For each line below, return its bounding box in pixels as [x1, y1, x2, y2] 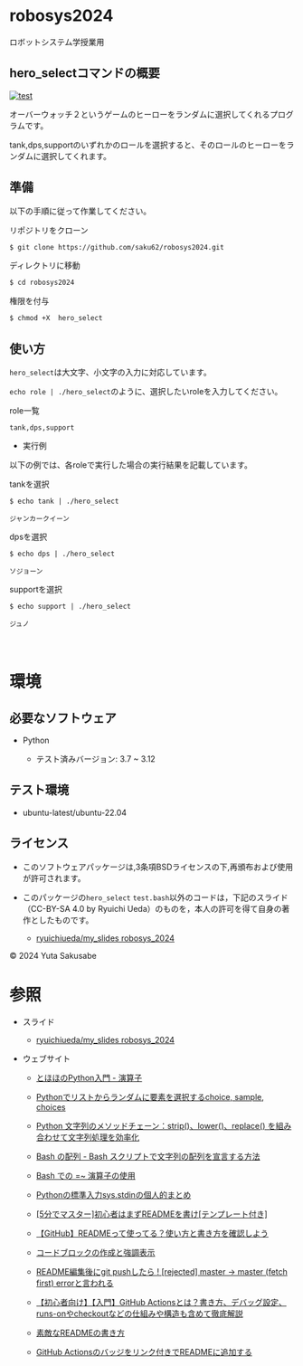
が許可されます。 [22, 872, 86, 883]
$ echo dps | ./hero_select [9, 549, 116, 558]
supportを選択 [9, 584, 63, 594]
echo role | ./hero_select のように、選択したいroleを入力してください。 [9, 386, 283, 396]
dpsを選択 [9, 531, 48, 542]
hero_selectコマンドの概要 [9, 65, 161, 81]
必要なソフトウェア [9, 710, 117, 726]
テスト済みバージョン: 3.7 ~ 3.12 [35, 754, 156, 764]
